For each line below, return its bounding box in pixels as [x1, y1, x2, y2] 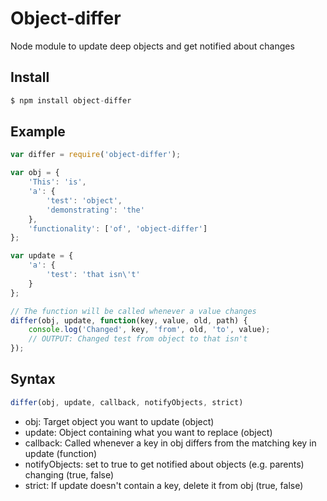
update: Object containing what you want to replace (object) [24, 426, 273, 438]
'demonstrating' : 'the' [46, 205, 145, 215]
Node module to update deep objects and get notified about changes [10, 40, 295, 52]
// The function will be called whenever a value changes [10, 306, 257, 316]
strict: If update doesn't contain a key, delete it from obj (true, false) [24, 479, 304, 491]
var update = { [10, 251, 74, 261]
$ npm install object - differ [10, 95, 132, 106]
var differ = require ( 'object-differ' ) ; [10, 150, 182, 160]
